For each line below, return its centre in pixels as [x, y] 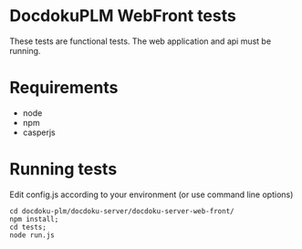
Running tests [63, 169]
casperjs [39, 132]
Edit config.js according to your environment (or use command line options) [151, 194]
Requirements [64, 88]
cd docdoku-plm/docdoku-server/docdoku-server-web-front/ [122, 211]
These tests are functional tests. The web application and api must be [141, 41]
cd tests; [28, 227]
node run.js [32, 235]
